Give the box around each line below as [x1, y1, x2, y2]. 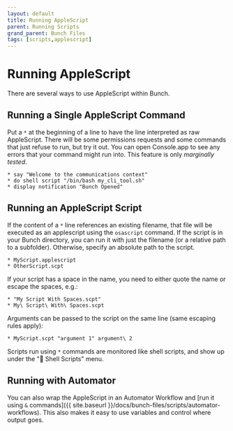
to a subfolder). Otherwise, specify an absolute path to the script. [7, 243, 195, 251]
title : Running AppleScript [7, 17, 89, 24]
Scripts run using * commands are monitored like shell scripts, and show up [7, 347, 225, 356]
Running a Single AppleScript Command [7, 109, 186, 121]
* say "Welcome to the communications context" [7, 171, 149, 178]
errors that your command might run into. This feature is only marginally [7, 150, 215, 158]
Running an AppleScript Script [7, 202, 142, 214]
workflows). [7, 408, 42, 416]
